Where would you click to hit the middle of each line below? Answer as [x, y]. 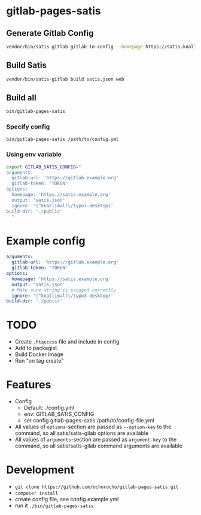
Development [40, 470]
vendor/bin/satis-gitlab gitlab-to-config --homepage [75, 47]
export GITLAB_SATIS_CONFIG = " [44, 167]
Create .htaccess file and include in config [67, 342]
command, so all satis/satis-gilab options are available [82, 433]
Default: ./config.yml [49, 408]
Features [29, 385]
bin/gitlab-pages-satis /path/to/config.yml [63, 139]
